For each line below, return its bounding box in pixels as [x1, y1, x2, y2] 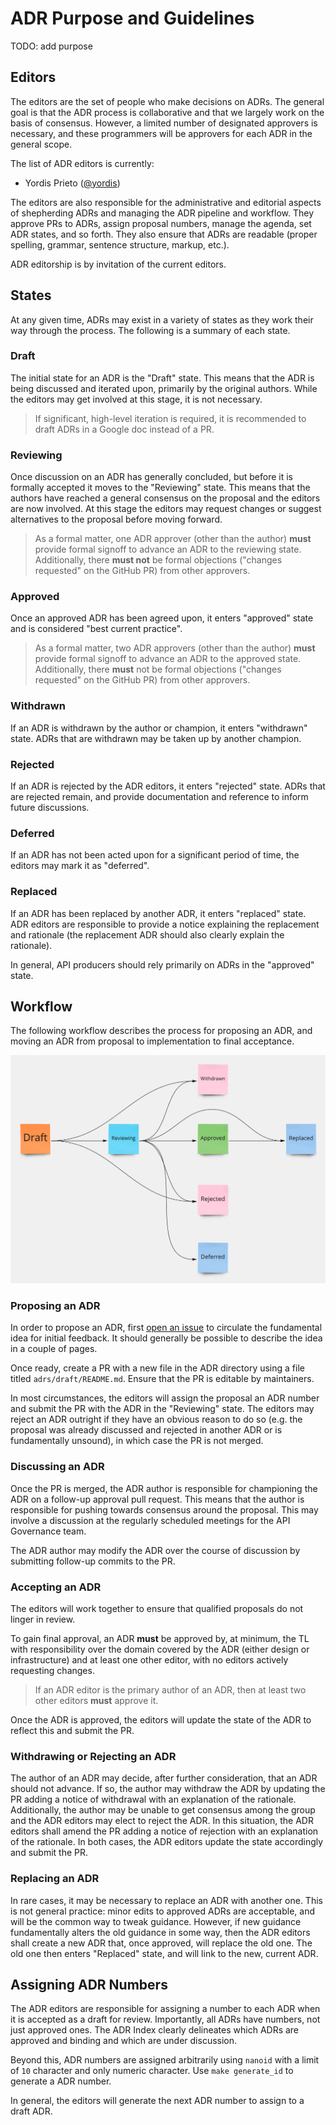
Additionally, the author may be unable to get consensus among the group [10, 1804, 316, 1816]
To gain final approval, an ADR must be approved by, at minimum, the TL [10, 1633, 310, 1645]
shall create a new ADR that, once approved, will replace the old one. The [10, 1937, 313, 1949]
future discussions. [10, 802, 90, 814]
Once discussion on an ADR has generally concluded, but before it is [10, 471, 293, 483]
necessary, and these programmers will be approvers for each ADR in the [10, 127, 313, 139]
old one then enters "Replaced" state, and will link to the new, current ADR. [10, 1947, 319, 1959]
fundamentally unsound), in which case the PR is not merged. [10, 1435, 264, 1447]
